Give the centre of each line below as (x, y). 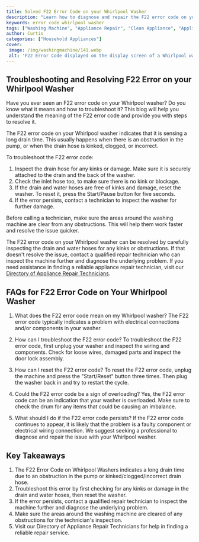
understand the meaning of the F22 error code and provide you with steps (97, 115)
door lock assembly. (39, 359)
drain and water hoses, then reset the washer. (71, 495)
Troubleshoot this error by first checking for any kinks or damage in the (102, 489)
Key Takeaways (36, 455)
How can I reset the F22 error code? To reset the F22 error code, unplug (103, 370)
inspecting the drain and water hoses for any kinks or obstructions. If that (96, 249)
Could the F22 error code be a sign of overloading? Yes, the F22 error (100, 394)
